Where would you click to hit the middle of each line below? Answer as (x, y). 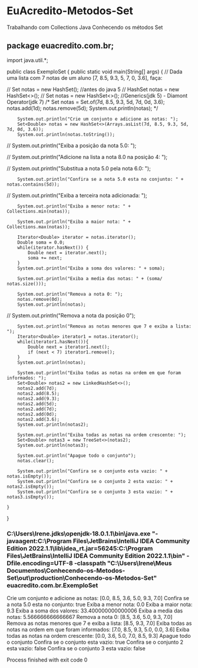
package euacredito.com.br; (60, 46)
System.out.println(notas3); (53, 445)
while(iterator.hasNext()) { (53, 247)
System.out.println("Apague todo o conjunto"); (77, 455)
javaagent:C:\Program (39, 541)
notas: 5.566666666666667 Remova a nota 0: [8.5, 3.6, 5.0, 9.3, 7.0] (90, 617)
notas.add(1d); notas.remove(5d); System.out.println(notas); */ (82, 108)
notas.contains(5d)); (33, 184)
